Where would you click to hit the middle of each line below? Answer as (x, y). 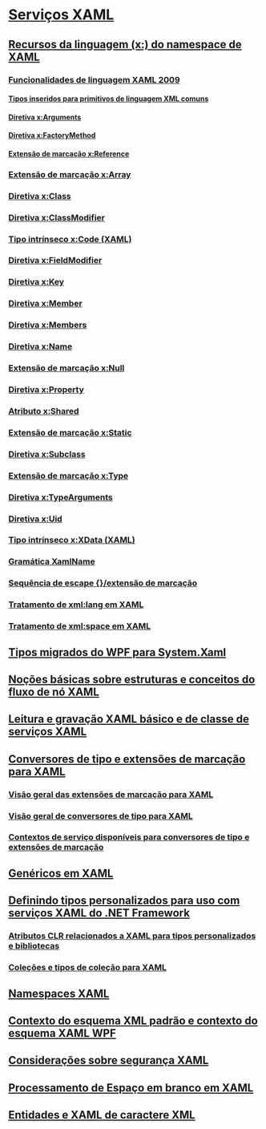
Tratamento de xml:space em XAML (80, 626)
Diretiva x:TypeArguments (61, 497)
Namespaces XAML (59, 993)
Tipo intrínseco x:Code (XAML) (70, 239)
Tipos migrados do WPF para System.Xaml (117, 652)
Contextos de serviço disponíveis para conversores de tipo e (129, 837)
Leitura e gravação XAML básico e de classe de (129, 719)
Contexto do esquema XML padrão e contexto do (133, 1020)
